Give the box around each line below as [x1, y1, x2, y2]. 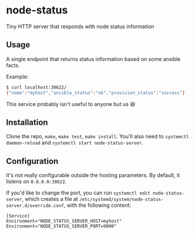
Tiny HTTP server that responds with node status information [6, 23, 154, 30]
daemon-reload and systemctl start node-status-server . [6, 139, 144, 147]
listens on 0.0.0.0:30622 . [6, 178, 67, 185]
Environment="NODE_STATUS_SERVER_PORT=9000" [6, 223, 117, 229]
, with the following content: [63, 202, 131, 209]
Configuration [6, 156, 59, 166]
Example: [6, 73, 29, 80]
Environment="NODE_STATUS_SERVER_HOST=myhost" [6, 218, 122, 224]
